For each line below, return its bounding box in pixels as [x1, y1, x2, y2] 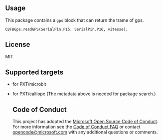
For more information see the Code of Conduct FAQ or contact [12, 124, 141, 130]
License [5, 40, 30, 49]
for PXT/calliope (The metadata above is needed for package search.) [12, 91, 156, 97]
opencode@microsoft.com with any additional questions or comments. [12, 129, 158, 135]
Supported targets [5, 68, 64, 77]
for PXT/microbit [12, 81, 46, 87]
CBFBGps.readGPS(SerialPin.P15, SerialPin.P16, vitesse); [5, 27, 128, 32]
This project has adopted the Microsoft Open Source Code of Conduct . [12, 119, 159, 125]
